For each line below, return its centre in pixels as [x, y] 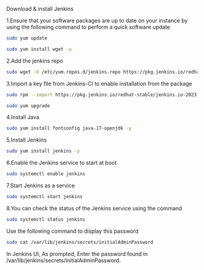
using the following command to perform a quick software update [88, 27]
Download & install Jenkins [40, 9]
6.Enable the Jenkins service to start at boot [62, 163]
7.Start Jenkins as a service [41, 185]
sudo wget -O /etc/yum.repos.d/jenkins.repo [63, 72]
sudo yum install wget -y [39, 49]
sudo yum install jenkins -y [43, 151]
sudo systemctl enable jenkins [46, 174]
